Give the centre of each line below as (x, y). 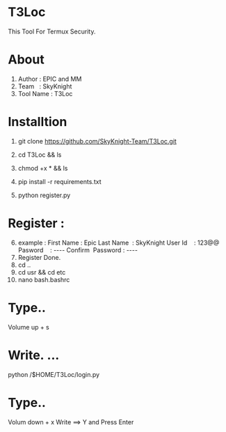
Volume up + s (29, 327)
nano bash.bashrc (44, 279)
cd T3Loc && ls (40, 155)
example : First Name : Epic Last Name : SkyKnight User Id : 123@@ (119, 242)
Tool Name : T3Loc (45, 93)
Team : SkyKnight (45, 86)
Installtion (38, 122)
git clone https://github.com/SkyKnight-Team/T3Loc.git (97, 141)
